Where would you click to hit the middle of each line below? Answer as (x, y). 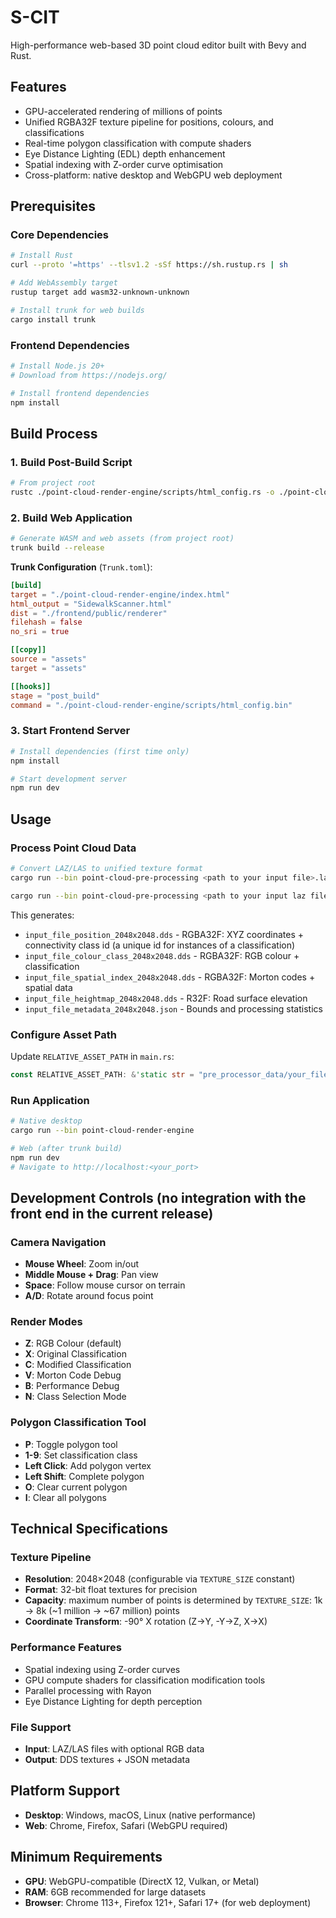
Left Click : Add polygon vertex (88, 1465)
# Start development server (69, 779)
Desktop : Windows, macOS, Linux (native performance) (140, 1815)
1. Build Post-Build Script (71, 462)
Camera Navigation (58, 1242)
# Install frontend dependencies (80, 393)
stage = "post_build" (55, 696)
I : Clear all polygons (65, 1497)
